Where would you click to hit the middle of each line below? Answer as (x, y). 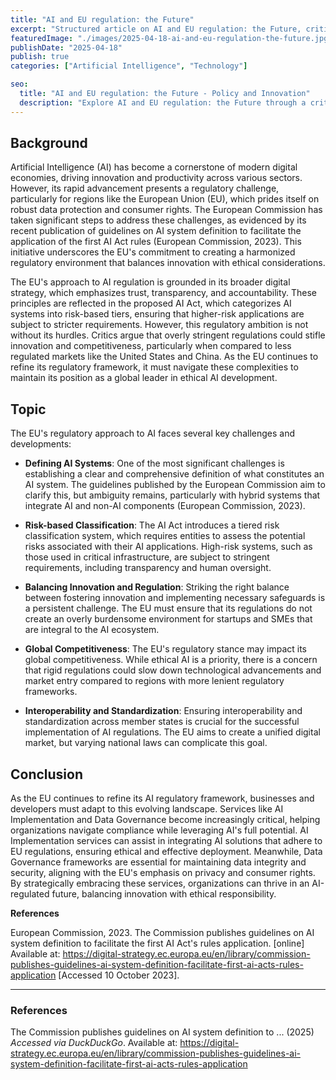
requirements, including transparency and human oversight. (148, 568)
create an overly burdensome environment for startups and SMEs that (168, 619)
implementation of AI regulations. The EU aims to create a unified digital (172, 732)
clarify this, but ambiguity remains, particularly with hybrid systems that (172, 495)
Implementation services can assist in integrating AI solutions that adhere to (166, 841)
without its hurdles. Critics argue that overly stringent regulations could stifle (168, 335)
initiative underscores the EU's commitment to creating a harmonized (153, 252)
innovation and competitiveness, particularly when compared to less (151, 346)
